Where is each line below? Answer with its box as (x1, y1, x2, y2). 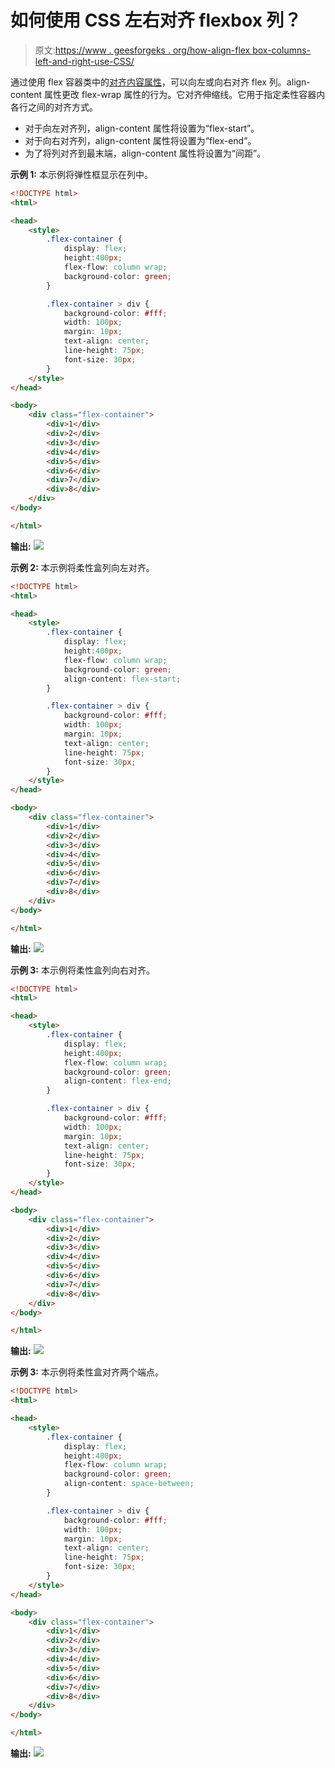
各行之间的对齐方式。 (10, 101, 98, 113)
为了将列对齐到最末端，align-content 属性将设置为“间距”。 (24, 147, 267, 159)
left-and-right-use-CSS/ (34, 55, 135, 67)
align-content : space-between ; (63, 1479, 195, 1489)
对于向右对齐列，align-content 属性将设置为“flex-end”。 (24, 134, 257, 146)
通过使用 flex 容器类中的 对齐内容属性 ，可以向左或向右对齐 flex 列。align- (10, 76, 311, 88)
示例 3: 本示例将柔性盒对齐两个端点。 (10, 1366, 164, 1378)
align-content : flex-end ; (63, 1076, 172, 1086)
